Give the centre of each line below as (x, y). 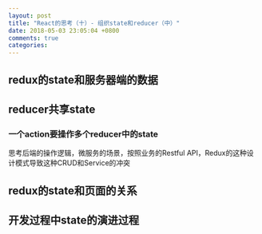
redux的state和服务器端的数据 (83, 79)
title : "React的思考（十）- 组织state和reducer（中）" (94, 23)
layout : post (30, 16)
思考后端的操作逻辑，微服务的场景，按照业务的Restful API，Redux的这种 (128, 153)
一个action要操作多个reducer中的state (83, 134)
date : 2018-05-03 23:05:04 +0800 (64, 30)
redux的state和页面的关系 (73, 190)
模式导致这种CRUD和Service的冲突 (72, 163)
